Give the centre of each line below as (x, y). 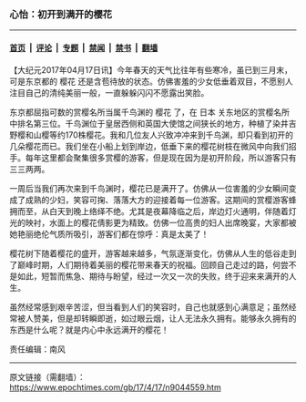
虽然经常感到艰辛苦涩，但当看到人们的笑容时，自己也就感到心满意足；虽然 (149, 306)
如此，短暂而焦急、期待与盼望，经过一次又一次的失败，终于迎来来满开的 (153, 276)
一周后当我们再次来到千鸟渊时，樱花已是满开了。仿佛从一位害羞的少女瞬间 (149, 188)
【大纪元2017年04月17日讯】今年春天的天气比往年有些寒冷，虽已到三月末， (151, 69)
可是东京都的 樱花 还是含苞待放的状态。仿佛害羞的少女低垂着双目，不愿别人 (151, 81)
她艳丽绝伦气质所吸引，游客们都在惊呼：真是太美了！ (109, 233)
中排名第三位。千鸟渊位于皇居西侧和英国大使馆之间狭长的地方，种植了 (141, 123)
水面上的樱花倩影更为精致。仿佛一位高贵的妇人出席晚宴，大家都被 (173, 222)
